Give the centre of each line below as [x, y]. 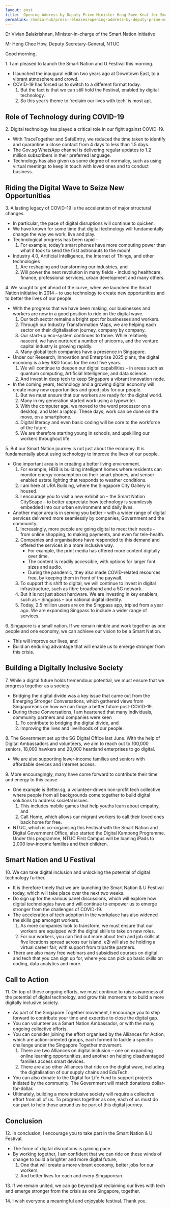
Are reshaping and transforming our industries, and [74, 267]
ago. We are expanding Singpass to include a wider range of [84, 610]
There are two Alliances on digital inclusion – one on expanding [87, 1051]
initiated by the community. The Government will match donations [81, 1083]
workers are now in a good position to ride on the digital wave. [78, 314]
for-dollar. [23, 1088]
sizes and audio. [45, 567]
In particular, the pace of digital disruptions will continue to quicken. [84, 223]
